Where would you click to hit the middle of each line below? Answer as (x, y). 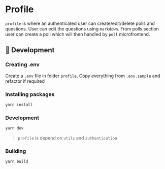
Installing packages (30, 94)
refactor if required (25, 81)
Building (16, 151)
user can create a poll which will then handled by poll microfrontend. (78, 34)
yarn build (17, 162)
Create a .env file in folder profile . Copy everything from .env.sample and (83, 76)
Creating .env (22, 64)
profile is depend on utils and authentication (68, 138)
